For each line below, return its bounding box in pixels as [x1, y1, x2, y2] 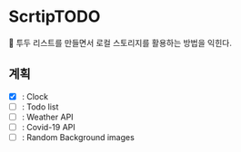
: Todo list [21, 101, 59, 112]
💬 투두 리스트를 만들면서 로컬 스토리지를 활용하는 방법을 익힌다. [8, 37, 233, 48]
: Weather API [21, 111, 74, 122]
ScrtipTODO [8, 6, 101, 27]
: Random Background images [21, 132, 136, 142]
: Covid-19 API [21, 121, 76, 132]
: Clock [21, 90, 49, 101]
